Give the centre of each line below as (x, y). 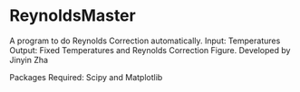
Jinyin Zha (29, 60)
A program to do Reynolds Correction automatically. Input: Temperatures (145, 41)
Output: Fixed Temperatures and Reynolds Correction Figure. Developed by (150, 50)
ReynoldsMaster (73, 16)
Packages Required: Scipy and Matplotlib (86, 77)
